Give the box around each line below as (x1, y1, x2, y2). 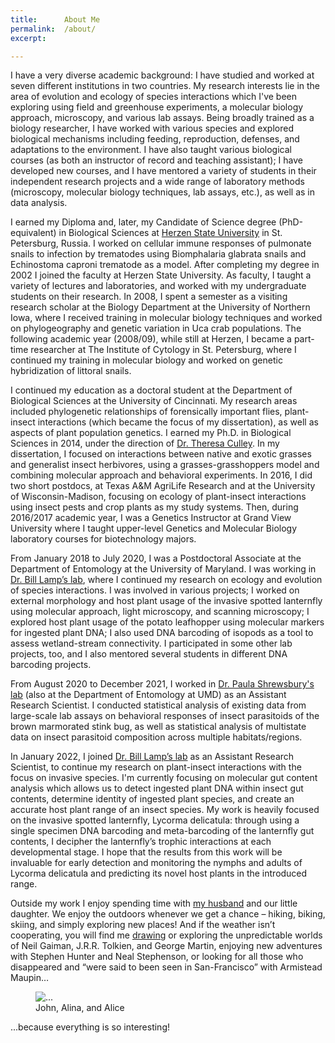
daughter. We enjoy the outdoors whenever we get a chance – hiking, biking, (10, 908, 326, 920)
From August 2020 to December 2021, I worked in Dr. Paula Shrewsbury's (10, 678, 315, 690)
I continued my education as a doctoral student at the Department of (10, 384, 293, 396)
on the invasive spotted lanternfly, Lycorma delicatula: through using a (10, 814, 300, 826)
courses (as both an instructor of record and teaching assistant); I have (10, 154, 303, 166)
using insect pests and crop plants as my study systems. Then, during (10, 501, 299, 513)
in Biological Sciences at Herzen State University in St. (58, 227, 283, 239)
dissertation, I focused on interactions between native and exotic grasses (10, 448, 312, 460)
